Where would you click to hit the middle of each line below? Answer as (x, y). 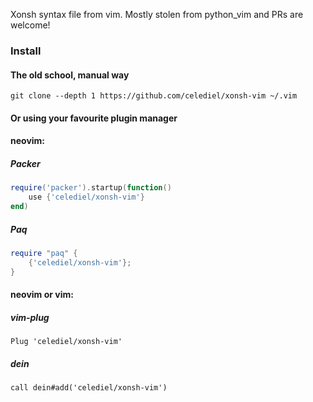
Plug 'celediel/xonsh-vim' (66, 342)
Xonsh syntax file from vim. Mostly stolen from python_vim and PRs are (157, 14)
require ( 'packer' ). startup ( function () (91, 188)
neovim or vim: (42, 295)
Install (26, 51)
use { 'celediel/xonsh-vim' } (86, 197)
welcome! (30, 25)
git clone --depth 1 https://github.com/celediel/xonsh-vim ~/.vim (154, 96)
